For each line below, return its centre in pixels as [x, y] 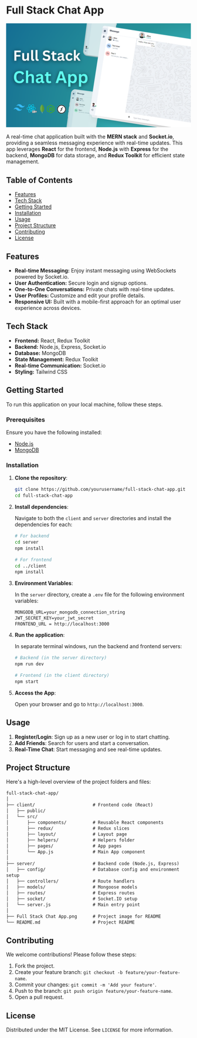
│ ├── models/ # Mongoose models [72, 887]
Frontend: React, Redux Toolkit [52, 341]
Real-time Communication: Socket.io [60, 365]
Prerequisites [26, 419]
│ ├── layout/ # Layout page [67, 834]
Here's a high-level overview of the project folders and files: [79, 782]
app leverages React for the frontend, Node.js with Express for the [87, 149]
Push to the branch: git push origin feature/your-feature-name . [94, 991]
